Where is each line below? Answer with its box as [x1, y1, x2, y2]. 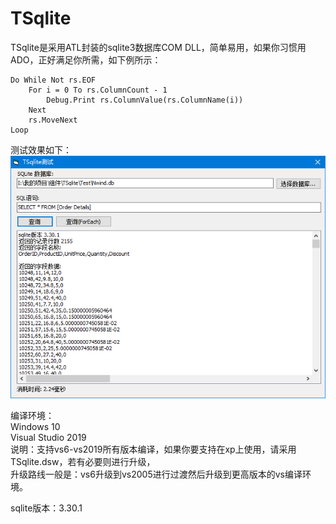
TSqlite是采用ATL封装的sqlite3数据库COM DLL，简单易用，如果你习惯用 [10, 41, 307, 53]
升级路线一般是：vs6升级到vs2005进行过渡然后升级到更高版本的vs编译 [10, 468, 303, 481]
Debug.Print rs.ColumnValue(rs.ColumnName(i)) [46, 95, 244, 105]
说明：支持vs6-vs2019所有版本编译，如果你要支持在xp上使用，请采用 [10, 443, 297, 456]
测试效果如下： [10, 143, 72, 156]
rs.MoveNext [28, 115, 78, 125]
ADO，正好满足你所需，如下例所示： [10, 53, 162, 66]
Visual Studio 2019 [10, 432, 87, 444]
